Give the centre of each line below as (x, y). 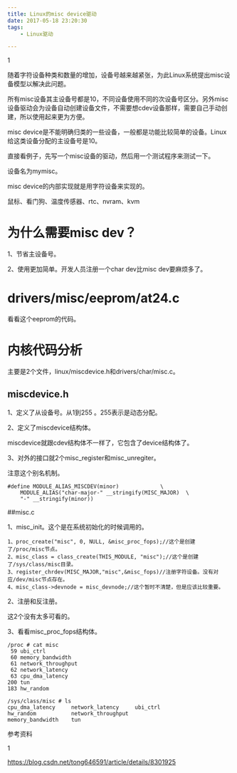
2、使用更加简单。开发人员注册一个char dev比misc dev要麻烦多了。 (107, 269)
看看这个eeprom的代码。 (44, 319)
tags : (15, 27)
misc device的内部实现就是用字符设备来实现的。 (78, 187)
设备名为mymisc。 (35, 171)
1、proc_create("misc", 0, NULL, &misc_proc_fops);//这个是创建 (101, 541)
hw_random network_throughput (68, 713)
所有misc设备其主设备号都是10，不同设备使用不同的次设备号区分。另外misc (118, 99)
